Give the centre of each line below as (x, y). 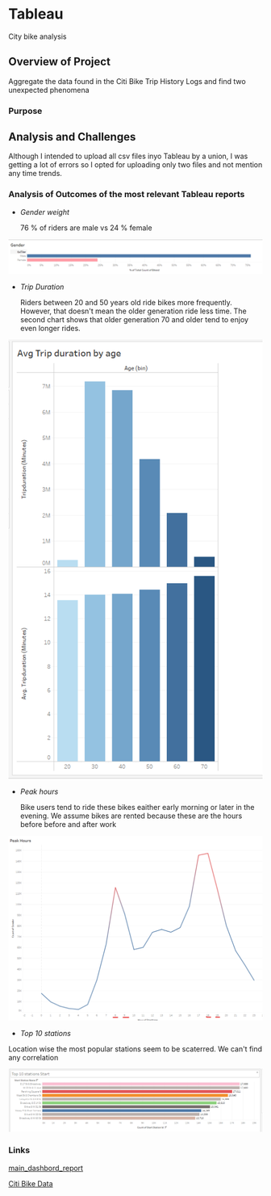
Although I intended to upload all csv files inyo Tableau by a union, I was (128, 156)
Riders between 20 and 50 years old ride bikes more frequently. (126, 302)
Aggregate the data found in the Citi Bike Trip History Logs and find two (127, 81)
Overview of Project (60, 62)
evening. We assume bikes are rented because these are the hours (131, 816)
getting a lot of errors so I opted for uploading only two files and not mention (135, 165)
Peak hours (39, 791)
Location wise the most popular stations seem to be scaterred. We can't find (135, 1049)
